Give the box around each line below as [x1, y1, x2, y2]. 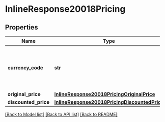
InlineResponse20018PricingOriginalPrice [54, 91, 156, 97]
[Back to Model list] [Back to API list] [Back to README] [5, 112, 118, 117]
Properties [5, 23, 38, 31]
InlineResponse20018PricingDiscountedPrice [54, 99, 164, 105]
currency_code [7, 64, 43, 71]
